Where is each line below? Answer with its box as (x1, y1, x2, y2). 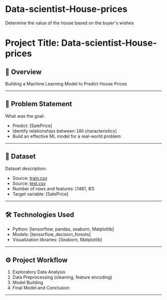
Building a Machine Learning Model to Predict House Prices (5, 80, 127, 86)
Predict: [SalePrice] (12, 123, 52, 129)
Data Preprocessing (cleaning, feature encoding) (12, 274, 113, 280)
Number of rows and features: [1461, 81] (12, 185, 94, 192)
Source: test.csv (12, 180, 46, 186)
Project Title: (5, 37, 60, 49)
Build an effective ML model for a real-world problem (12, 133, 121, 139)
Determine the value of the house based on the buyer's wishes (5, 20, 134, 26)
